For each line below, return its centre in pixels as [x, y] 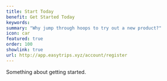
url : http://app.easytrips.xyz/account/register [67, 55]
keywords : [18, 22]
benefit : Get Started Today [41, 17]
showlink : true [25, 50]
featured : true [25, 39]
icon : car [18, 33]
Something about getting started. [46, 72]
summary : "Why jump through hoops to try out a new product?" [84, 28]
